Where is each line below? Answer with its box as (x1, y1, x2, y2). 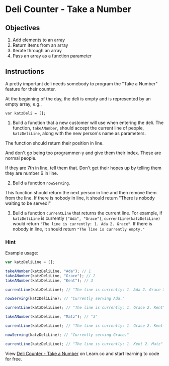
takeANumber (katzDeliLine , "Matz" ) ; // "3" (5, 314, 98, 319)
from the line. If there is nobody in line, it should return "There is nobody (5, 195, 155, 201)
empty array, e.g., (5, 101, 42, 107)
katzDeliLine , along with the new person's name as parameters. (12, 130, 146, 136)
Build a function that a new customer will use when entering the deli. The (12, 119, 164, 126)
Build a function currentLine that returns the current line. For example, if (12, 210, 162, 216)
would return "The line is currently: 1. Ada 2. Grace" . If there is (12, 220, 152, 226)
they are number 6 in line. (5, 170, 58, 176)
